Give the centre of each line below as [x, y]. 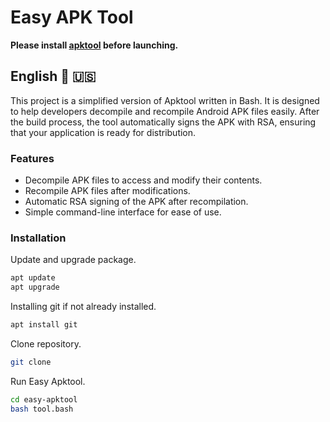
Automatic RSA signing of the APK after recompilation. [136, 202]
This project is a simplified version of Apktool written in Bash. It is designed [165, 100]
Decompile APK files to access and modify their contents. [143, 180]
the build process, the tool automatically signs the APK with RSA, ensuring [163, 122]
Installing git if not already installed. [83, 307]
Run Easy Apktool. [48, 381]
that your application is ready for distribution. [103, 132]
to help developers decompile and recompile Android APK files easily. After [165, 111]
